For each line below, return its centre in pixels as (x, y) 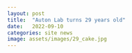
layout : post (26, 13)
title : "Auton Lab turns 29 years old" (67, 20)
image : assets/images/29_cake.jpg (57, 39)
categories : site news (40, 33)
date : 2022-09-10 (35, 26)
